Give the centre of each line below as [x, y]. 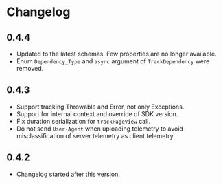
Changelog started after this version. [68, 174]
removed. [30, 68]
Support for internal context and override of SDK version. [97, 113]
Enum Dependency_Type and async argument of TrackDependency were [113, 61]
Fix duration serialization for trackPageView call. [83, 121]
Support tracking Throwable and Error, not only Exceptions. [100, 107]
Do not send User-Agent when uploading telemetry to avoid [99, 129]
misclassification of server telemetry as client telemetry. [96, 135]
